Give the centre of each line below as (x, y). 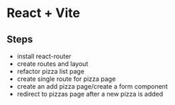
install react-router (44, 56)
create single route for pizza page (66, 79)
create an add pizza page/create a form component (92, 86)
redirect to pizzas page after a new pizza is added (90, 94)
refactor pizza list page (51, 71)
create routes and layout (52, 64)
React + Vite (44, 13)
